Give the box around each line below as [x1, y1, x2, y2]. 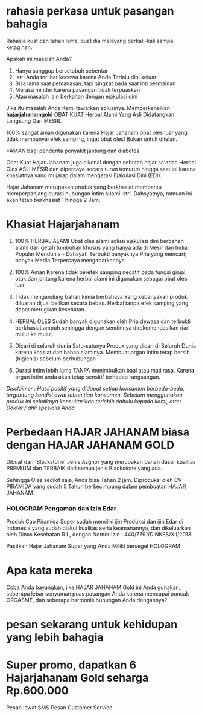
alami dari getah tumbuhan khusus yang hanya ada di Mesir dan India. [14, 244, 189, 251]
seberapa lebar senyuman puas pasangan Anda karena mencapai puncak [6, 590, 189, 597]
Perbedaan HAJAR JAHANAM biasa [6, 425, 190, 439]
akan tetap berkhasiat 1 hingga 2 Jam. [6, 196, 101, 203]
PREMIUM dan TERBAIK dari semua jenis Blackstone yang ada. [6, 464, 163, 472]
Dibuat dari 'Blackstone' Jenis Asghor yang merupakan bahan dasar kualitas [6, 458, 196, 465]
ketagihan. [6, 44, 33, 51]
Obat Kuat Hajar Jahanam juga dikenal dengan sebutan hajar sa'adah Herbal [6, 158, 196, 166]
